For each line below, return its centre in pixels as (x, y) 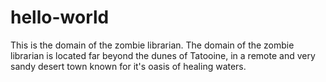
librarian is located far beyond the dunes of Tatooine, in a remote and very (163, 55)
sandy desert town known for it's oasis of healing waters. (128, 66)
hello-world (60, 17)
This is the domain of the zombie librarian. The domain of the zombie (152, 45)
